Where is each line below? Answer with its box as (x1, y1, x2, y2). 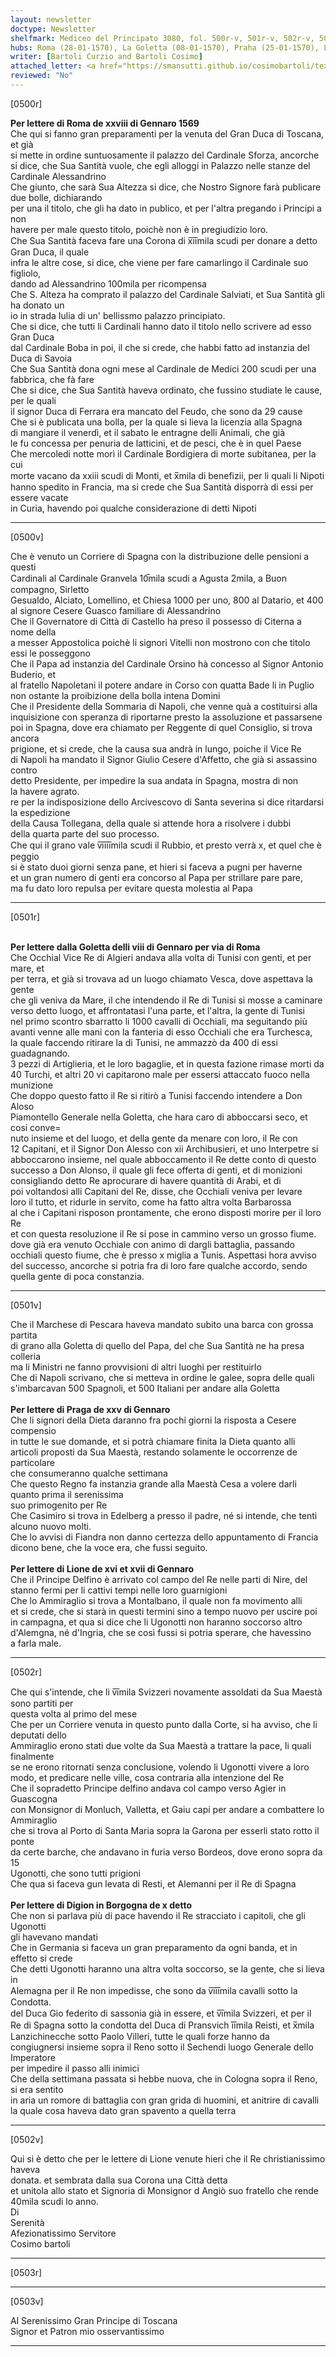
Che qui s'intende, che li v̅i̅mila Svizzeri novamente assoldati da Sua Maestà (10, 1686, 323, 1698)
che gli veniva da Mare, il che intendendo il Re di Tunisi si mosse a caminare (10, 994, 323, 1006)
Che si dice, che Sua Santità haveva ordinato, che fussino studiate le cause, (10, 384, 323, 396)
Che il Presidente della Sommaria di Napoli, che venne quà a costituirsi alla (10, 700, 318, 712)
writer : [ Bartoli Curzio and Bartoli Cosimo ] (10, 52, 203, 62)
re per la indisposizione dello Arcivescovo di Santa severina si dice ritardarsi (10, 796, 325, 808)
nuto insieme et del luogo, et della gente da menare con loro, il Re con (10, 1132, 298, 1144)
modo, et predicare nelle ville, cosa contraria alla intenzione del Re (10, 1771, 285, 1783)
